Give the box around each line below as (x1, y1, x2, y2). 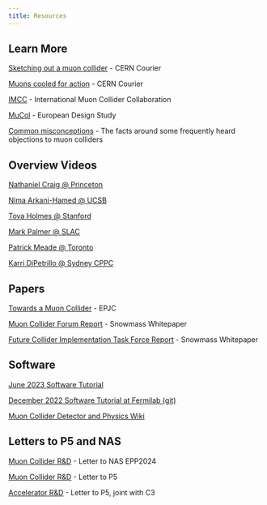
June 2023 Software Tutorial (8, 379, 104, 389)
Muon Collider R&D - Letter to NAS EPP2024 (8, 456, 157, 466)
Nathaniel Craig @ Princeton (8, 180, 104, 190)
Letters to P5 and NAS (8, 434, 121, 448)
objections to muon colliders (8, 135, 104, 144)
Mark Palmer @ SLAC (8, 227, 81, 237)
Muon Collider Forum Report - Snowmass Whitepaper (8, 319, 188, 329)
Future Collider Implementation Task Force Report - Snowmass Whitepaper (8, 335, 259, 345)
